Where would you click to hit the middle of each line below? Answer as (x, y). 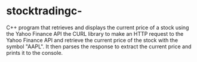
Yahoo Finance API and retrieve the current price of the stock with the (92, 40)
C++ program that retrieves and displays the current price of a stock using (98, 27)
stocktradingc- (44, 11)
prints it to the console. (35, 52)
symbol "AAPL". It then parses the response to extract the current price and (99, 46)
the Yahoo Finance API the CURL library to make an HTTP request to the (95, 33)
